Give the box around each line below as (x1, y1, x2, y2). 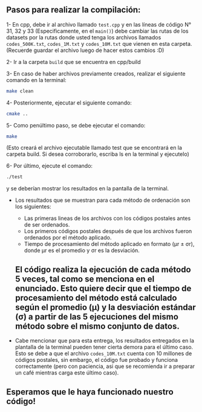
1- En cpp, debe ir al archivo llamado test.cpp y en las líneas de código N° (6, 21, 192, 28)
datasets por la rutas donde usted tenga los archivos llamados (6, 33, 161, 41)
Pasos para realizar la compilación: (6, 5, 141, 15)
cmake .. (6, 111, 28, 117)
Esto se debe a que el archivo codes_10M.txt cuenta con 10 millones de (15, 350, 192, 357)
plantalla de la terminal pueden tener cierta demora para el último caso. (15, 344, 194, 351)
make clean (6, 88, 34, 94)
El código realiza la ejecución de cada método (15, 264, 192, 274)
